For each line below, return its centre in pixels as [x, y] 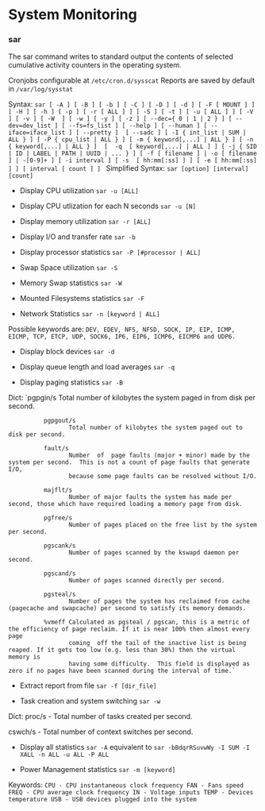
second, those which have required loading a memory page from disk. [126, 504]
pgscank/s [60, 546]
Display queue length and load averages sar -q [97, 367]
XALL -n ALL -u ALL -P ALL [64, 755]
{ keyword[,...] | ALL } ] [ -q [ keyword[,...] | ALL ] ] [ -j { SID [133, 147]
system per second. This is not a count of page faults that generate [129, 462]
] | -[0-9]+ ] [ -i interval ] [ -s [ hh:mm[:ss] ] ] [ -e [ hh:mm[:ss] [133, 160]
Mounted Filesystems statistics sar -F [82, 299]
